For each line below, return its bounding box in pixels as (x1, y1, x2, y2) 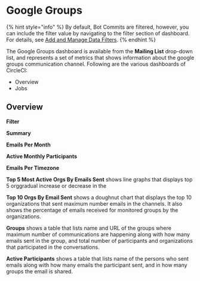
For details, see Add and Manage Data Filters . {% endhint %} (6, 36, 156, 43)
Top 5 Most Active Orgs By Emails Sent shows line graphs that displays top (6, 176, 193, 183)
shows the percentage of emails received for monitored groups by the (6, 206, 179, 213)
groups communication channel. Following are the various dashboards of (6, 60, 186, 68)
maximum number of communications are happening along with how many (6, 231, 190, 238)
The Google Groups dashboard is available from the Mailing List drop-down (6, 47, 193, 54)
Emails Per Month (6, 141, 51, 148)
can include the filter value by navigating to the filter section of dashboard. (6, 29, 190, 36)
